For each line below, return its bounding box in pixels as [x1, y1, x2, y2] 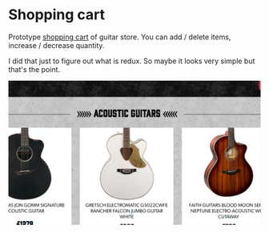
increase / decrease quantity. [8, 40, 105, 50]
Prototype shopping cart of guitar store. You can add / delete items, [8, 32, 231, 42]
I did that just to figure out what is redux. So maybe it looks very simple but [8, 56, 255, 66]
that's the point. [8, 64, 61, 74]
